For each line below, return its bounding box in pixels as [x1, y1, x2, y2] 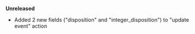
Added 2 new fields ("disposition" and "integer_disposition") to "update [14, 16, 190, 23]
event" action [14, 23, 48, 29]
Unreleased [5, 5, 35, 12]
